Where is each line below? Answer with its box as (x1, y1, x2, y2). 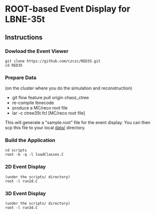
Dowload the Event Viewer (5, 48, 69, 54)
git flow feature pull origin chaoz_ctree (12, 95, 89, 101)
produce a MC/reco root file (12, 105, 68, 111)
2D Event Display (5, 163, 46, 170)
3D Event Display (5, 190, 46, 196)
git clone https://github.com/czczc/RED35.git (5, 58, 101, 64)
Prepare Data (5, 74, 37, 81)
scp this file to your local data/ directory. (5, 125, 86, 131)
